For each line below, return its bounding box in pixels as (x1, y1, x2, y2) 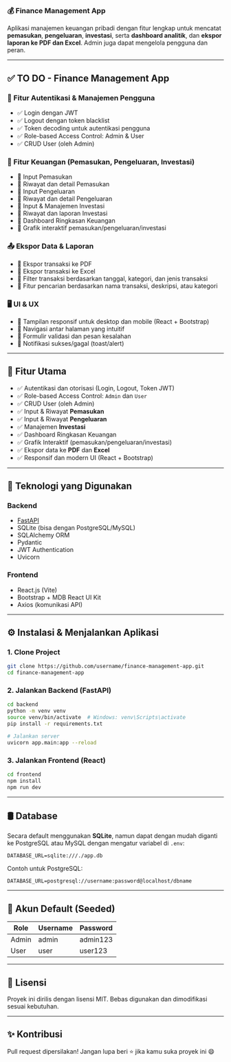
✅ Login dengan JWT (16, 109, 78, 117)
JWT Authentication (16, 546, 74, 554)
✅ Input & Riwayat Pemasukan (16, 407, 104, 415)
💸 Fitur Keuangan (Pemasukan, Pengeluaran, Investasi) (7, 157, 195, 166)
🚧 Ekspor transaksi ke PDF (16, 260, 92, 268)
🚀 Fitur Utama (7, 366, 67, 377)
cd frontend (7, 771, 41, 778)
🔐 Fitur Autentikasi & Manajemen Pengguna (7, 93, 155, 102)
